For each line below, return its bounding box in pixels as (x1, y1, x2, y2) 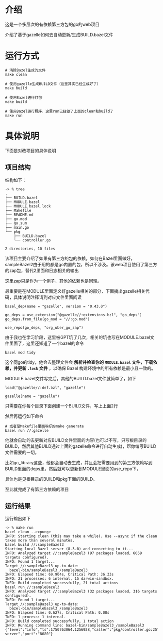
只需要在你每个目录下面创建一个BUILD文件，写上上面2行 (5, 403, 118, 408)
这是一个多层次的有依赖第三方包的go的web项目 (5, 21, 99, 27)
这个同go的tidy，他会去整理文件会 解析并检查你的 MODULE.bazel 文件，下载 (5, 359, 153, 365)
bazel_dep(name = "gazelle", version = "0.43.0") (5, 304, 108, 309)
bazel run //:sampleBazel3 (5, 585, 60, 590)
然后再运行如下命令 (5, 413, 44, 419)
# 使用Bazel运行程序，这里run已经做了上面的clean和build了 (5, 109, 114, 114)
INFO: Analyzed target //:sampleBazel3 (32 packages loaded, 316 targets (5, 589, 158, 594)
